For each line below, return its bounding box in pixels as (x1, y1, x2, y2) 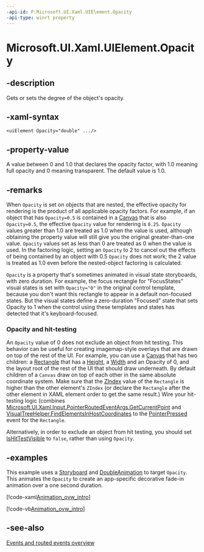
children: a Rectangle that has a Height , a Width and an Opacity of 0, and (6, 358, 189, 366)
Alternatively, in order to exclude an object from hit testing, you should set (6, 428, 192, 436)
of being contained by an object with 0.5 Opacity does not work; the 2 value (6, 252, 197, 260)
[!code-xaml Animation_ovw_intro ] (6, 494, 91, 501)
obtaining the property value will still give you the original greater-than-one (6, 233, 195, 241)
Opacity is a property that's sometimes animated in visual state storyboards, (6, 271, 197, 278)
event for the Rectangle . (6, 417, 66, 424)
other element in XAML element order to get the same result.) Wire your (6, 391, 186, 398)
